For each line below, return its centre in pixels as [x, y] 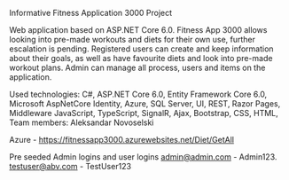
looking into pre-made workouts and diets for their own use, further [132, 39]
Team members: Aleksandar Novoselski [82, 122]
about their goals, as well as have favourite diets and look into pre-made [141, 58]
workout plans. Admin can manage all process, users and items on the [137, 67]
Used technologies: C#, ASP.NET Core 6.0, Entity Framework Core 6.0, [138, 94]
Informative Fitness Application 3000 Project [91, 13]
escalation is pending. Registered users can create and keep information [141, 49]
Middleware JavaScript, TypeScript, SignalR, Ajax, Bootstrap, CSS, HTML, [144, 113]
